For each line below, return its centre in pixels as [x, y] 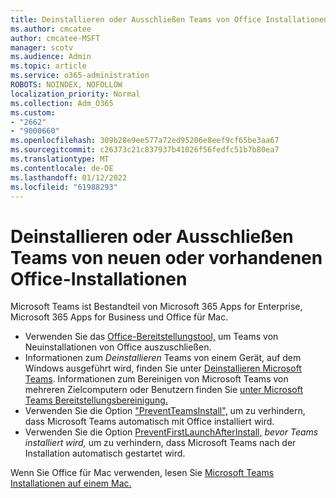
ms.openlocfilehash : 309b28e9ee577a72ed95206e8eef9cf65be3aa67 [145, 141]
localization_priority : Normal [75, 94]
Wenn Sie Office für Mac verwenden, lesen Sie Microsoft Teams [142, 473]
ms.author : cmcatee [51, 29]
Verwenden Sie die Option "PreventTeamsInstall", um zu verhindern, [165, 411]
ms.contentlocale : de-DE [62, 168]
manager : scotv [42, 47]
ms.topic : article [48, 66]
